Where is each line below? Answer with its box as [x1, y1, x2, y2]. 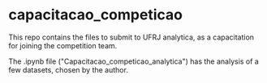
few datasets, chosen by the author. [8, 64, 128, 74]
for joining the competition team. [8, 40, 118, 50]
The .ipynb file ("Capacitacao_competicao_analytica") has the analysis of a [8, 56, 260, 66]
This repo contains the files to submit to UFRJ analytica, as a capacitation [8, 32, 254, 42]
